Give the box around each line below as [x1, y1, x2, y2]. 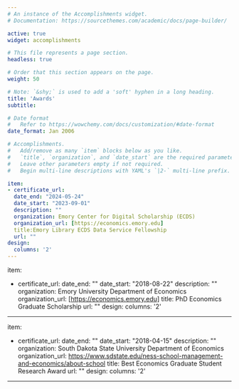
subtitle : [7, 101, 37, 109]
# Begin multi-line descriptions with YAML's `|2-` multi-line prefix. [7, 167, 231, 175]
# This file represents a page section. [7, 49, 129, 57]
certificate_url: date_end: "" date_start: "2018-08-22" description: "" [17, 279, 218, 288]
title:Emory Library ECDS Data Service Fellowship [14, 226, 167, 234]
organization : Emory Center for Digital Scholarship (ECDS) [14, 213, 196, 220]
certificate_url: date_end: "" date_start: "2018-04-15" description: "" [17, 336, 217, 345]
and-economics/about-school [17, 359, 105, 368]
